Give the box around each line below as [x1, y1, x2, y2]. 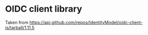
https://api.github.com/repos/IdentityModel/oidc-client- [29, 19, 143, 25]
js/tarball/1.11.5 [5, 24, 35, 30]
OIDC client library [5, 3, 83, 15]
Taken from [5, 19, 29, 25]
